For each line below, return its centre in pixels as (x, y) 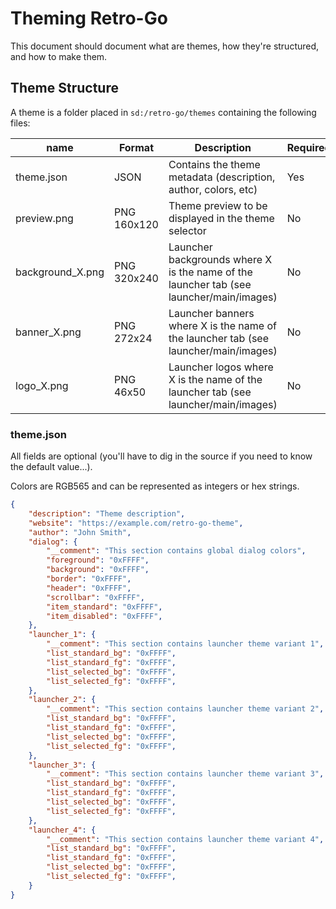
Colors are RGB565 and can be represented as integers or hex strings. (155, 486)
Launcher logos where (221, 367)
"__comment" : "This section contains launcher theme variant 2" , (185, 709)
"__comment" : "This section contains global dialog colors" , (176, 551)
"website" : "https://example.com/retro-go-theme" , (136, 523)
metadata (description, (222, 177)
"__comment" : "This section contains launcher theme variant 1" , (185, 644)
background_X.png (60, 272)
